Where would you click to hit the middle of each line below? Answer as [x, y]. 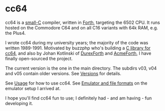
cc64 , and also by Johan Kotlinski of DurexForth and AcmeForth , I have [78, 53]
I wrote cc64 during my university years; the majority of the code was [77, 42]
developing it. [19, 103]
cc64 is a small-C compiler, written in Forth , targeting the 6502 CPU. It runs [83, 22]
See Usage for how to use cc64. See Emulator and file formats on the [76, 83]
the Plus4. [15, 33]
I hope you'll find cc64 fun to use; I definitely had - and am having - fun [79, 98]
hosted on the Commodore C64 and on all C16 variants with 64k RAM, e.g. [82, 27]
